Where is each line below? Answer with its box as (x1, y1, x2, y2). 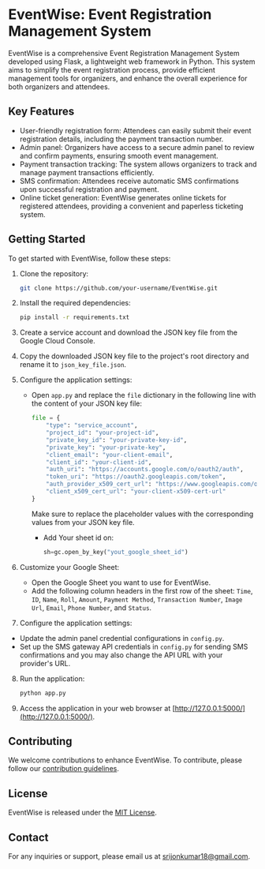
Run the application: (19, 673, 85, 684)
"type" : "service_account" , (46, 421, 138, 429)
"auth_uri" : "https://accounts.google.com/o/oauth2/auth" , (46, 466, 244, 474)
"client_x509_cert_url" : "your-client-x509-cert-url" (46, 488, 226, 496)
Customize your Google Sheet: (19, 562, 120, 571)
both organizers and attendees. (8, 81, 110, 92)
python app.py (19, 689, 66, 697)
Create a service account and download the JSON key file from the (19, 328, 238, 337)
